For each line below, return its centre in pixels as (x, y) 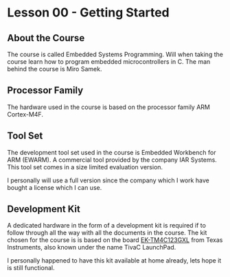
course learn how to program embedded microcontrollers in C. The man (109, 62)
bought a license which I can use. (55, 187)
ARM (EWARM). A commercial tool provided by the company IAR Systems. (112, 160)
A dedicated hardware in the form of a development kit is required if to (106, 226)
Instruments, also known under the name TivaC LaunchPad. (92, 248)
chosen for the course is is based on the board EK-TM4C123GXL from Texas (115, 240)
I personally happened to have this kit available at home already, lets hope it (114, 261)
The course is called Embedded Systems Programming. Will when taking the (115, 54)
